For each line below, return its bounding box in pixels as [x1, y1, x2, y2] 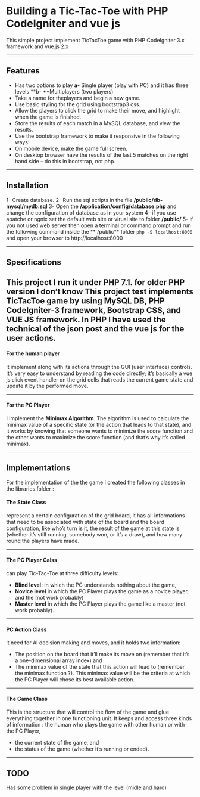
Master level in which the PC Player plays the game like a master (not [14, 600, 186, 607]
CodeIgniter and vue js [6, 17, 121, 30]
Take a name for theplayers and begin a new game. [14, 94, 141, 101]
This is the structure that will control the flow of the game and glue [6, 708, 170, 716]
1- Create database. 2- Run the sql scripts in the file [6, 196, 133, 203]
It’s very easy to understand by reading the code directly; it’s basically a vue [6, 370, 193, 377]
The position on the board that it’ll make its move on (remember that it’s [14, 651, 190, 658]
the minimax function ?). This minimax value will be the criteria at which [14, 669, 190, 677]
